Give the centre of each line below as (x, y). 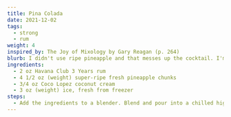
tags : (15, 26)
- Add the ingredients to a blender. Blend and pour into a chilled (113, 103)
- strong (26, 33)
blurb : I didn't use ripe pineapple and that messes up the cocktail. (110, 58)
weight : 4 (21, 45)
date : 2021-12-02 (32, 20)
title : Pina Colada (35, 13)
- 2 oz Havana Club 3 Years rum (60, 71)
